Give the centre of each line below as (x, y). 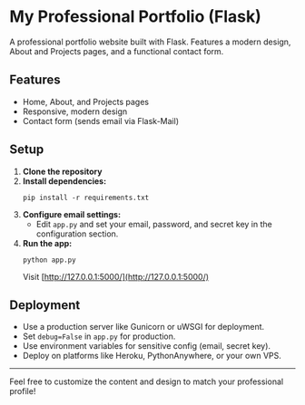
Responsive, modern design (75, 111)
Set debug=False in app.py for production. (99, 336)
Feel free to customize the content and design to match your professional (147, 381)
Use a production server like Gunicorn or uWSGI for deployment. (143, 327)
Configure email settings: (71, 214)
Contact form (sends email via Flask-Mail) (101, 121)
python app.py (49, 260)
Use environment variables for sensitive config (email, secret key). (146, 346)
